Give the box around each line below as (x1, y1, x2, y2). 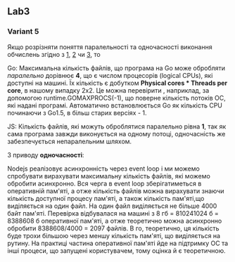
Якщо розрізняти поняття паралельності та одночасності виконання (7, 42, 212, 51)
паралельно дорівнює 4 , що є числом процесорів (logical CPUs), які (7, 71, 213, 79)
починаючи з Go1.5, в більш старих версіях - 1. (7, 108, 147, 117)
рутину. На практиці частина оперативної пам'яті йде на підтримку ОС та (7, 239, 229, 247)
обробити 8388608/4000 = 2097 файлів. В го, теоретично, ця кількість (7, 224, 220, 232)
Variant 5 (7, 27, 39, 37)
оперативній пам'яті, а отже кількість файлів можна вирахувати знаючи (7, 186, 224, 195)
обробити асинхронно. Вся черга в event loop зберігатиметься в (7, 179, 202, 188)
